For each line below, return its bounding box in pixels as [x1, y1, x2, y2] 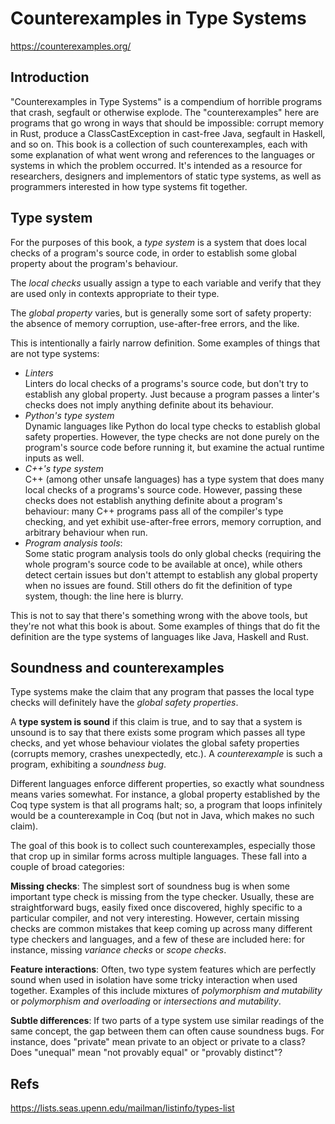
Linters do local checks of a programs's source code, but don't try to [24, 377, 309, 389]
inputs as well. [24, 452, 85, 464]
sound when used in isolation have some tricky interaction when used [10, 974, 298, 986]
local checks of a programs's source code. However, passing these [24, 483, 303, 496]
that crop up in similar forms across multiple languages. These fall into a [10, 850, 308, 862]
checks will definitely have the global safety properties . [10, 697, 239, 709]
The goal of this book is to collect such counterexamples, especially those [10, 840, 316, 852]
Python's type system [24, 409, 115, 421]
